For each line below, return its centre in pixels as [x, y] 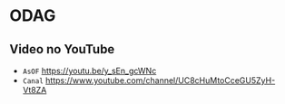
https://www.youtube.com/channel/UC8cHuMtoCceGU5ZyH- [160, 80]
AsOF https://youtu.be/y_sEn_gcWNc [89, 71]
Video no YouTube [62, 49]
